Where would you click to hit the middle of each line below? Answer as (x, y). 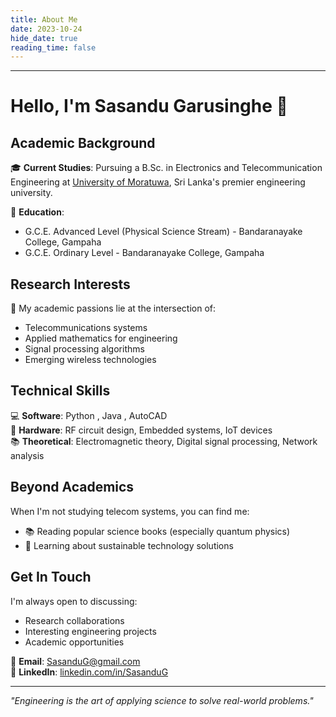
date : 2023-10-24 (46, 29)
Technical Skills (60, 391)
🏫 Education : (37, 212)
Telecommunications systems (86, 328)
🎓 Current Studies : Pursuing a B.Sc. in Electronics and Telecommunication (166, 168)
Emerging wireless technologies (90, 360)
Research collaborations (74, 620)
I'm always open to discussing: (74, 601)
